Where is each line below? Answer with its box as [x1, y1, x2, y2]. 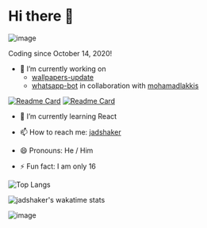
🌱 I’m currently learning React [19, 111, 117, 121]
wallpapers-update [31, 72, 94, 82]
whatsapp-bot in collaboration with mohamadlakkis [31, 81, 199, 90]
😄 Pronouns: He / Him [19, 146, 94, 155]
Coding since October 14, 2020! [8, 48, 113, 58]
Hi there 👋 [8, 7, 74, 25]
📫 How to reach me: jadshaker [19, 127, 121, 137]
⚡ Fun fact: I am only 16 [19, 161, 97, 171]
